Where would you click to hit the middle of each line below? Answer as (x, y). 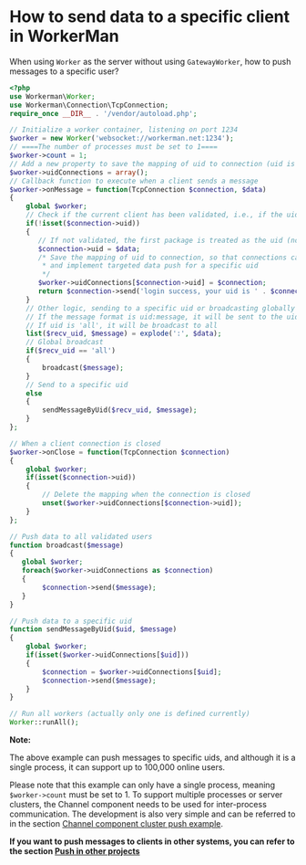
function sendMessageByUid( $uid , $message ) (93, 629)
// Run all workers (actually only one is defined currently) (130, 714)
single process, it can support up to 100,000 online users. (117, 767)
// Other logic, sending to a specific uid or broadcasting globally (161, 308)
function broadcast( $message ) (67, 545)
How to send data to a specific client (150, 17)
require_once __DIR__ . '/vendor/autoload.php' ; (103, 113)
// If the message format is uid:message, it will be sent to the (154, 317)
